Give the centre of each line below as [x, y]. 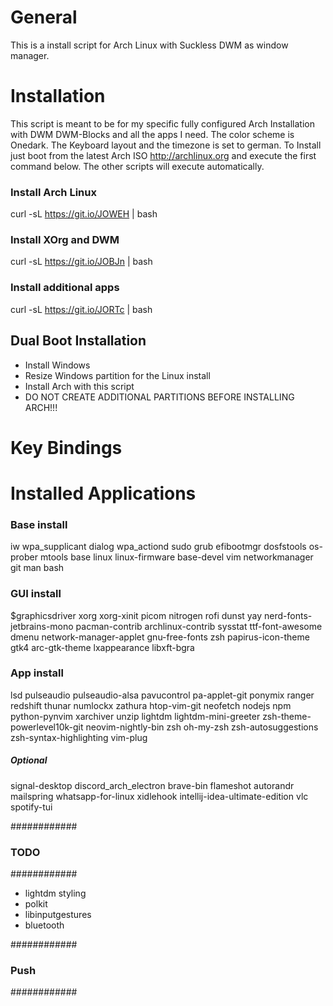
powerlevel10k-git [47, 727]
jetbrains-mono [42, 626]
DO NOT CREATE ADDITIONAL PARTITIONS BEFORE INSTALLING [159, 397]
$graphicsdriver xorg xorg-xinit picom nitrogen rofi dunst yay [136, 615]
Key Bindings [66, 447]
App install [37, 673]
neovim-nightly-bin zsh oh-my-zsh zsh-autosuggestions [202, 727]
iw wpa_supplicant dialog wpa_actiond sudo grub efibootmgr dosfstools [158, 547]
